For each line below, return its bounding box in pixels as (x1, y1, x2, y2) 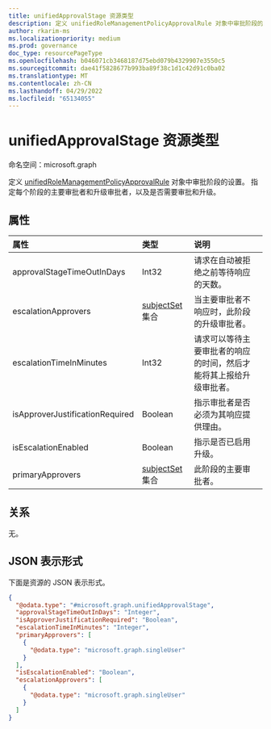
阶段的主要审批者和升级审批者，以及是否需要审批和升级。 (29, 187, 220, 197)
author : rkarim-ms (8, 27, 70, 35)
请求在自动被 (194, 255, 244, 266)
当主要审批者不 (194, 294, 252, 305)
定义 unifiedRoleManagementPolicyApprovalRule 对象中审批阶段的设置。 (8, 177, 250, 186)
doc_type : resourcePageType (8, 49, 103, 57)
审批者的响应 (202, 346, 252, 356)
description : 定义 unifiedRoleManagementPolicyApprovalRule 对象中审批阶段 (8, 19, 258, 27)
